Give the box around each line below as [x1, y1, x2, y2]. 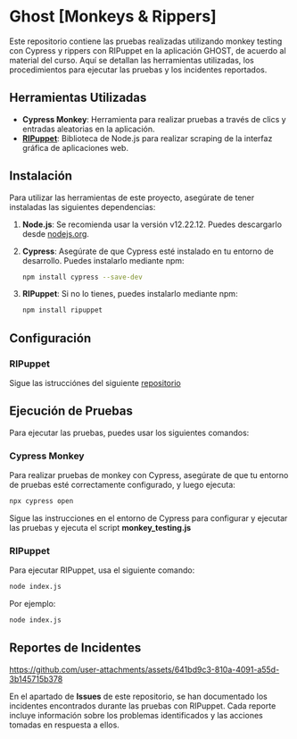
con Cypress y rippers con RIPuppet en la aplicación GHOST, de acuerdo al [9, 45, 287, 55]
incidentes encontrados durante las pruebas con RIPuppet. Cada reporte [9, 700, 276, 711]
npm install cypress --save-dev [21, 273, 143, 281]
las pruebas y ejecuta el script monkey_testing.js [9, 522, 192, 533]
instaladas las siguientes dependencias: [9, 201, 156, 212]
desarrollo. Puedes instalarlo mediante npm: [21, 255, 185, 265]
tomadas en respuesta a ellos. [9, 719, 120, 730]
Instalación [9, 168, 73, 184]
